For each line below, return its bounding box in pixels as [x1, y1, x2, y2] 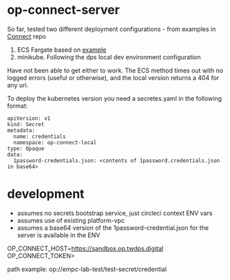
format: [7, 101, 28, 110]
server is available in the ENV [17, 230, 101, 239]
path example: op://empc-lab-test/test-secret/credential [7, 265, 167, 273]
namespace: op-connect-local [13, 139, 97, 146]
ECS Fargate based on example [17, 46, 107, 54]
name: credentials [13, 133, 67, 140]
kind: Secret [7, 121, 45, 128]
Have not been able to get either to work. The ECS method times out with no [7, 66, 224, 74]
